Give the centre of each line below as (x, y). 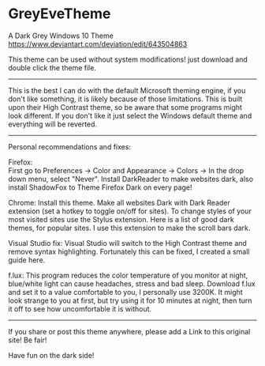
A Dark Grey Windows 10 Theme (61, 36)
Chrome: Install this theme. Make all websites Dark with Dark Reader (119, 202)
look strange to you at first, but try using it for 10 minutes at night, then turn (130, 300)
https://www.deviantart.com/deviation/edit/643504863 (98, 43)
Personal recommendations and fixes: (70, 146)
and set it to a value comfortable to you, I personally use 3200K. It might (125, 292)
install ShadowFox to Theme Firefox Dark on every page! (100, 187)
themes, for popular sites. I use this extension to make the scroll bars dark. (129, 228)
